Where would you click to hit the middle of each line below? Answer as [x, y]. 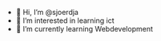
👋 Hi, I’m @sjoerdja [47, 12]
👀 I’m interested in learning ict [65, 20]
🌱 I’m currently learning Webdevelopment [85, 29]
